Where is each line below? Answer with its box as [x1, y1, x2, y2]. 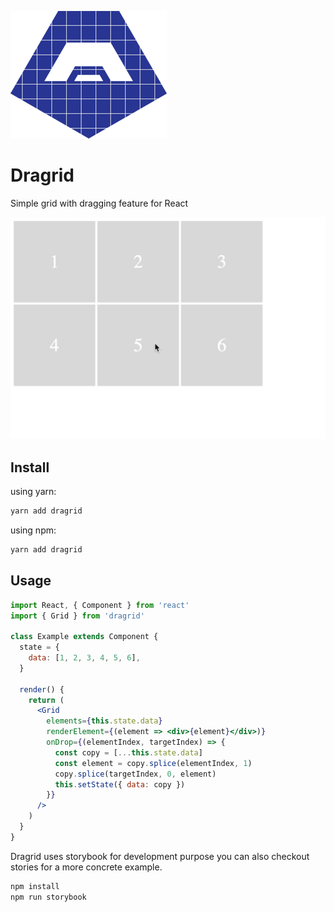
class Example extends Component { [10, 632, 159, 642]
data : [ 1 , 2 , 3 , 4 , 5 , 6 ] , [28, 653, 141, 663]
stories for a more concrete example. [10, 861, 163, 873]
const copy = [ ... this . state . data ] [54, 747, 203, 758]
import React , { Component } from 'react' [10, 600, 190, 610]
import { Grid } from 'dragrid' [10, 611, 145, 621]
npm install [10, 881, 60, 891]
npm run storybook [10, 892, 87, 902]
